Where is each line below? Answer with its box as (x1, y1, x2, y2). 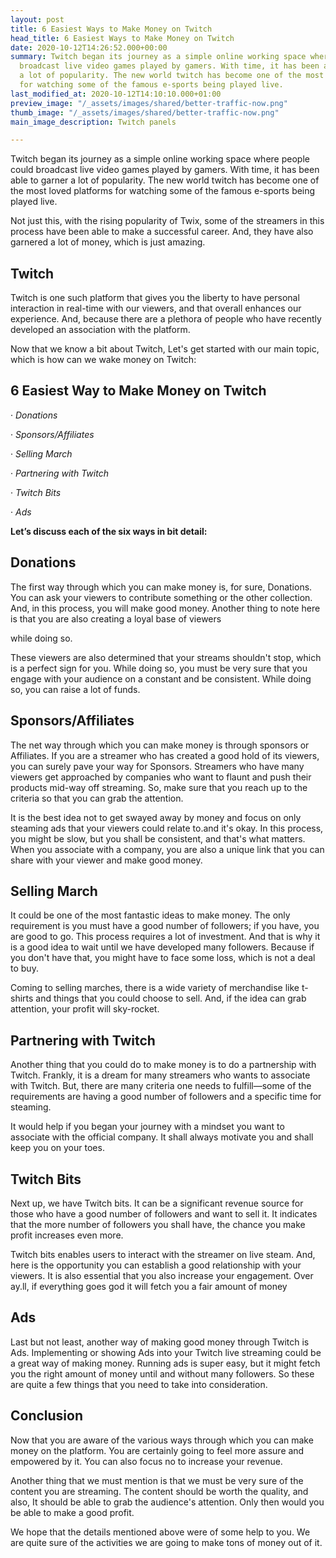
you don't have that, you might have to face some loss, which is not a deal (10, 952, 316, 964)
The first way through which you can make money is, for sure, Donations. (10, 581, 313, 593)
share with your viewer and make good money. (10, 854, 203, 866)
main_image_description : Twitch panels (10, 117, 177, 127)
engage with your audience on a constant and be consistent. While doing (10, 672, 312, 685)
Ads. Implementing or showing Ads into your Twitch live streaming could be (10, 1346, 322, 1358)
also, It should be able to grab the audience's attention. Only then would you (10, 1496, 325, 1508)
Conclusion (10, 1407, 84, 1425)
